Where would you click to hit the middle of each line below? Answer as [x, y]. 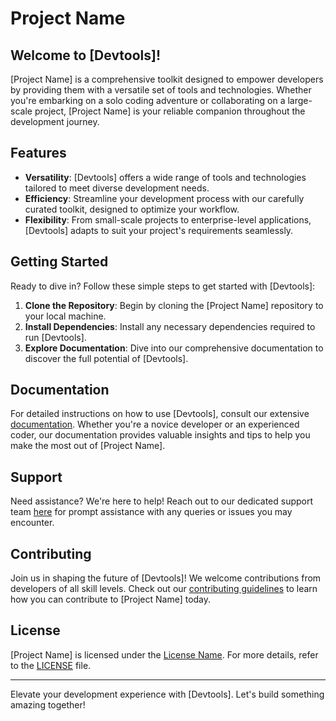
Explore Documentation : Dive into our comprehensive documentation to [174, 348]
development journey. [55, 121]
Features [38, 153]
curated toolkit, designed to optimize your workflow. [132, 209]
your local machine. [65, 316]
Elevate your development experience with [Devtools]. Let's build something [167, 694]
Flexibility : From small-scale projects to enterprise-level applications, [168, 219]
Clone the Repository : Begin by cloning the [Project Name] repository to [174, 305]
